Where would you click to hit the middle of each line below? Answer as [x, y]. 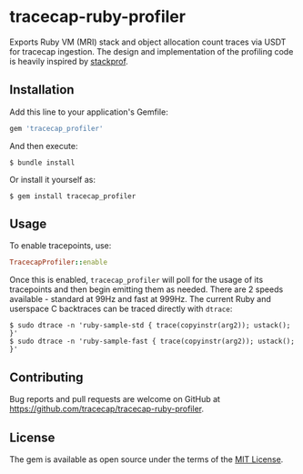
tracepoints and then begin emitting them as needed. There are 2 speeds [146, 289]
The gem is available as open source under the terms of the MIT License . [146, 459]
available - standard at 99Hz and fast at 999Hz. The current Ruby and [140, 299]
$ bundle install [42, 162]
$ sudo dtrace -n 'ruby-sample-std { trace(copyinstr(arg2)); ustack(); [150, 326]
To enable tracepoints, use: [61, 246]
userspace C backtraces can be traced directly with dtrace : [121, 309]
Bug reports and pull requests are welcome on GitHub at [115, 399]
